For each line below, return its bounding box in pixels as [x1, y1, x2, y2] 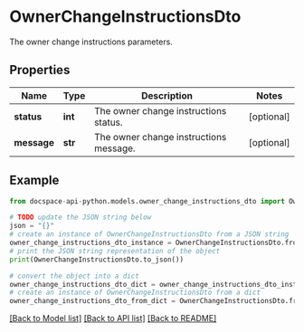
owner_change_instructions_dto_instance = [9, 238, 172, 248]
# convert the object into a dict [9, 271, 140, 280]
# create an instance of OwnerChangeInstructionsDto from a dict [9, 288, 261, 298]
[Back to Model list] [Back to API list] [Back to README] [9, 313, 217, 324]
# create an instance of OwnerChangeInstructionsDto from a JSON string [9, 230, 290, 239]
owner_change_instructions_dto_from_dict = [9, 297, 176, 306]
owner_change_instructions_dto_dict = [9, 280, 156, 289]
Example [9, 173, 60, 188]
